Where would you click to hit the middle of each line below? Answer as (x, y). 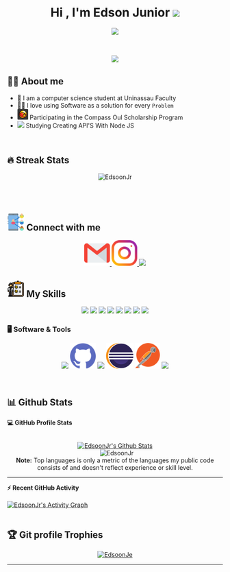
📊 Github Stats (40, 402)
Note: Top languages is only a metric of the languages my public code (115, 460)
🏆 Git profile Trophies (55, 535)
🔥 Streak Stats (38, 160)
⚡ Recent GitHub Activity (43, 488)
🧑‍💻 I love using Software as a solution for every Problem (95, 105)
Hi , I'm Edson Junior (110, 13)
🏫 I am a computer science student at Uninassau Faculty (97, 98)
